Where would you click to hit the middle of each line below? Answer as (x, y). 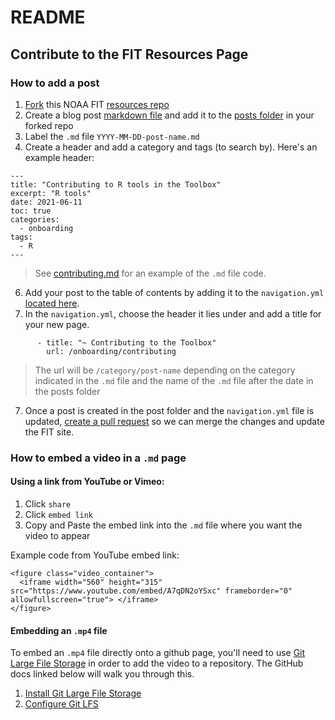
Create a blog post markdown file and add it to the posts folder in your (169, 115)
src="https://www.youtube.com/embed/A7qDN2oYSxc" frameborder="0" (151, 591)
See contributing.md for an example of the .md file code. (150, 273)
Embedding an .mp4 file (59, 630)
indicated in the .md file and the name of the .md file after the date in (174, 380)
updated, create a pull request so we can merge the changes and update (174, 421)
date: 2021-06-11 (46, 202)
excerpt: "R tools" (51, 193)
